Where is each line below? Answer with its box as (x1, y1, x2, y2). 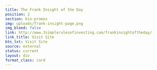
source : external (5, 44, 41, 49)
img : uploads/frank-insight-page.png (5, 21, 83, 26)
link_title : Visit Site (5, 35, 55, 40)
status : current (5, 48, 39, 53)
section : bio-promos (5, 16, 48, 21)
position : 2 (5, 12, 30, 17)
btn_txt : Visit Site (5, 39, 48, 44)
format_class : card (5, 58, 46, 63)
